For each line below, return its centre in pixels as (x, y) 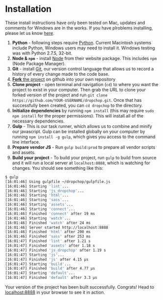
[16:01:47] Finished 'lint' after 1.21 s (48, 241)
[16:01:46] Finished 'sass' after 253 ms (48, 237)
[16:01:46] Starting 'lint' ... (37, 186)
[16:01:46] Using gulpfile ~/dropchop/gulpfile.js (58, 181)
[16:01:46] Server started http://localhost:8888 (57, 227)
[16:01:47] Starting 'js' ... (35, 255)
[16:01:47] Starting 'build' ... (38, 264)
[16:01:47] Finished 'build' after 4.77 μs (50, 269)
